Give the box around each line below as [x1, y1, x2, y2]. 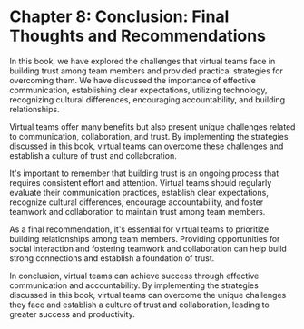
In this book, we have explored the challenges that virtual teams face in [9, 55, 276, 66]
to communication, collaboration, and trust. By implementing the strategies [9, 131, 289, 141]
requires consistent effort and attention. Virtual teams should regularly [9, 177, 272, 188]
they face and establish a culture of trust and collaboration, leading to [9, 299, 270, 310]
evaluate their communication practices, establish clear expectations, [9, 187, 270, 198]
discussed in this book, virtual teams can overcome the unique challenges [9, 289, 287, 300]
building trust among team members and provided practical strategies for [9, 65, 284, 76]
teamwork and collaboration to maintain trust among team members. [9, 206, 266, 217]
